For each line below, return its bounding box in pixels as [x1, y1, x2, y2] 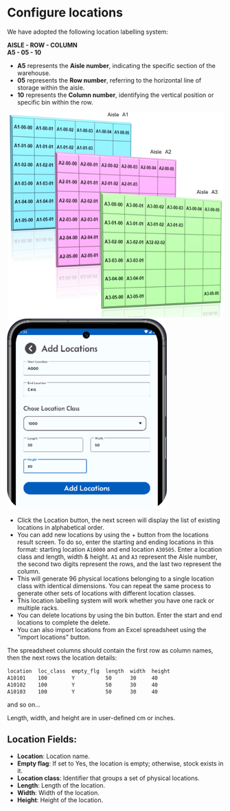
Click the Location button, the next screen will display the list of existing [16, 516, 220, 524]
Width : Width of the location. [16, 788, 100, 797]
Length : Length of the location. [16, 781, 106, 789]
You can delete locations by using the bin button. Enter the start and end [16, 611, 222, 619]
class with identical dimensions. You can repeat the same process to [16, 581, 211, 590]
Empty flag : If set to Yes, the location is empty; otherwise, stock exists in [16, 759, 224, 768]
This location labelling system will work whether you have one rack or [16, 596, 215, 605]
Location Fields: [7, 734, 78, 746]
